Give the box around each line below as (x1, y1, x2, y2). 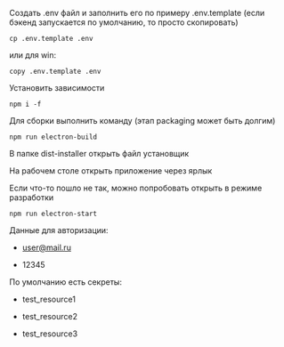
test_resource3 (21, 328, 78, 339)
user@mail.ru (21, 242, 71, 253)
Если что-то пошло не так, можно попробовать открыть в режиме (9, 182, 263, 193)
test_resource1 (21, 294, 76, 304)
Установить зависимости (9, 83, 105, 93)
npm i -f (9, 100, 42, 109)
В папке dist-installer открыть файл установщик (9, 149, 190, 158)
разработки (9, 192, 54, 203)
